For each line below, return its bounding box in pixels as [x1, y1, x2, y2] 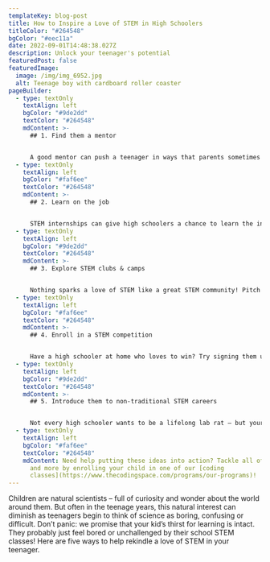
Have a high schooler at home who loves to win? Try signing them [29, 353, 257, 361]
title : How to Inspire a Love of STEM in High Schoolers [8, 19, 203, 27]
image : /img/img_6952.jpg [15, 72, 103, 80]
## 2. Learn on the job [29, 198, 110, 206]
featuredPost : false [8, 57, 78, 65]
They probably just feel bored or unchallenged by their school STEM [8, 528, 235, 538]
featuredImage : [8, 64, 59, 72]
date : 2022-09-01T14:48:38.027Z [8, 42, 117, 50]
